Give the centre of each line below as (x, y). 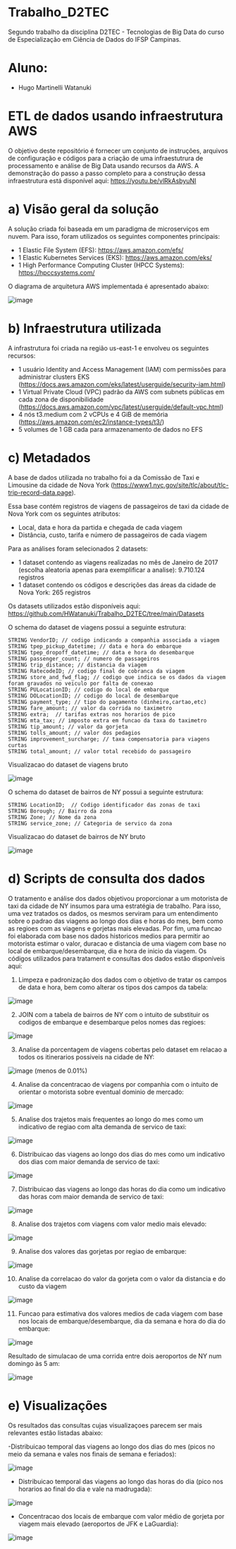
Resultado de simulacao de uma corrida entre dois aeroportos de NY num (115, 1356)
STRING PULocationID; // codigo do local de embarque (89, 690)
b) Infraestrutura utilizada (85, 328)
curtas (18, 745)
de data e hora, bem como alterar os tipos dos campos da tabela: (113, 987)
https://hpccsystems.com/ (56, 272)
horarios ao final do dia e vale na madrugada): (85, 1489)
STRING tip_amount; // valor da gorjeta (68, 726)
